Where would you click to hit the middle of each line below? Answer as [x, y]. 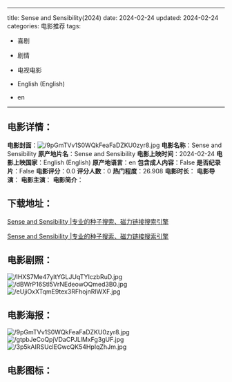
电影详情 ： [30, 127]
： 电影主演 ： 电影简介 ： [48, 180]
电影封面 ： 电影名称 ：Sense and [115, 145]
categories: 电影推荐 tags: [44, 26]
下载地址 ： [30, 203]
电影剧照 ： [30, 260]
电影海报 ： [30, 315]
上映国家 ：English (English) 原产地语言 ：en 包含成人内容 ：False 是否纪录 [117, 162]
